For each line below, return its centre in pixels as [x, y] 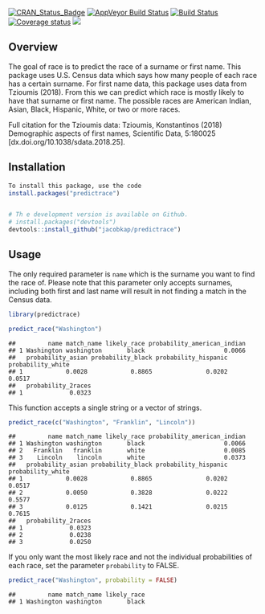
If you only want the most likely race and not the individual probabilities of [130, 557]
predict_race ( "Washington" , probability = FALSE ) [93, 580]
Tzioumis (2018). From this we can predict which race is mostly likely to [126, 92]
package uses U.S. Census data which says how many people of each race [133, 75]
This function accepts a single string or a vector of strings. [105, 407]
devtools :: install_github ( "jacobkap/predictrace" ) [95, 230]
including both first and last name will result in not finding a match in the [128, 291]
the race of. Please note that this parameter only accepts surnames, [120, 282]
